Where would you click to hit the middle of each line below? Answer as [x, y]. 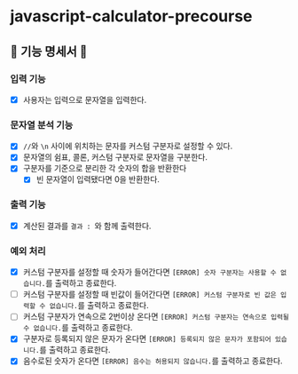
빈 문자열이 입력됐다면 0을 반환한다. [98, 179]
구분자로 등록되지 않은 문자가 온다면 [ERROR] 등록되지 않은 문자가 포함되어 [147, 338]
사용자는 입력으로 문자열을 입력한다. [85, 99]
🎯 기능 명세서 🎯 [49, 51]
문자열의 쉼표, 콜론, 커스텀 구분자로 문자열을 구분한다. [115, 157]
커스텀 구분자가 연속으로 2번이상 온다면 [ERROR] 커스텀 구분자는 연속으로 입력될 [156, 316]
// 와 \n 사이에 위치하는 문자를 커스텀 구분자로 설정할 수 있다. [128, 146]
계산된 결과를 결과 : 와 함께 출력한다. [87, 226]
